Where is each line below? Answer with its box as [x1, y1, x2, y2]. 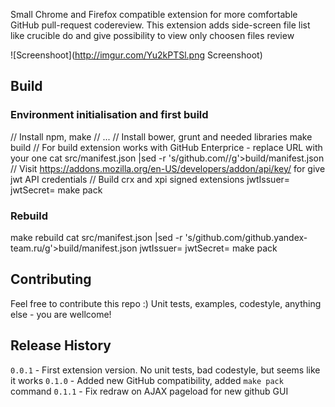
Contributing [10, 271, 92, 288]
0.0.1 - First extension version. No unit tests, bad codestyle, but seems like [10, 364, 321, 376]
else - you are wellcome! [10, 308, 112, 320]
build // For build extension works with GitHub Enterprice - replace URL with [10, 141, 323, 153]
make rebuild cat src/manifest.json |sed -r [10, 231, 183, 243]
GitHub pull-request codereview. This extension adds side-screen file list [10, 19, 311, 31]
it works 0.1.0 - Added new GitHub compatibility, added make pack [10, 374, 284, 386]
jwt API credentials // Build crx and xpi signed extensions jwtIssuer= [10, 173, 291, 185]
